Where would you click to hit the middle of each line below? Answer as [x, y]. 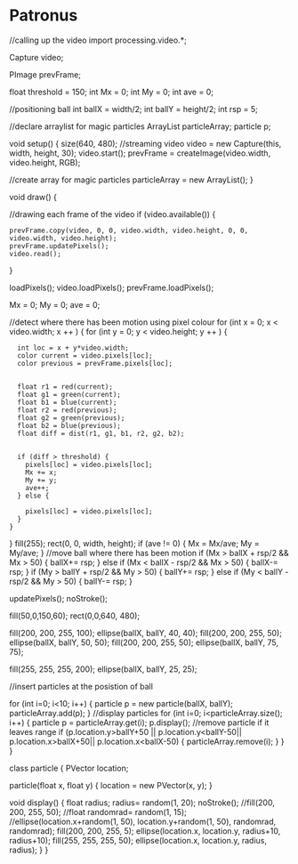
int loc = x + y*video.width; [73, 348]
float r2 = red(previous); [67, 410]
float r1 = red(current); [65, 387]
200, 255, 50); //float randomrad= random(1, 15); [98, 812]
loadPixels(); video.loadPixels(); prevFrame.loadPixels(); [112, 287]
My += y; [41, 480]
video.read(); [36, 254]
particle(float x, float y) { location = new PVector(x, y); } [111, 785]
